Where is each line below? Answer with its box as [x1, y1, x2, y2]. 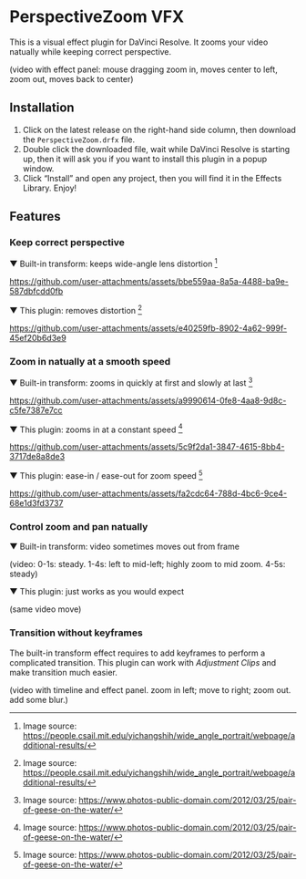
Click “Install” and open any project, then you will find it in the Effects [22, 172, 282, 183]
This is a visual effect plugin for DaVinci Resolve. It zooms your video [9, 36, 269, 47]
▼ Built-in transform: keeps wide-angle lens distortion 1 [9, 257, 219, 270]
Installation [9, 100, 75, 116]
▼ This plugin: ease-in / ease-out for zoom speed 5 [9, 469, 203, 481]
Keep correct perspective [9, 236, 125, 249]
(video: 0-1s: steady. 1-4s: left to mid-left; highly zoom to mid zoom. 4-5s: [9, 559, 286, 570]
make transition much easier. [9, 667, 118, 677]
